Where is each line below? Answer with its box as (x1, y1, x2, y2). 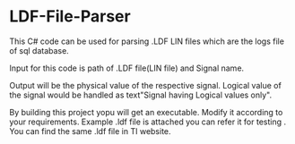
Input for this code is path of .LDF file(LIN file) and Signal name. (9, 63, 245, 73)
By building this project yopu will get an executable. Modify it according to (9, 106, 283, 117)
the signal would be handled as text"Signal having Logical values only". (9, 89, 273, 100)
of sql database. (9, 45, 69, 55)
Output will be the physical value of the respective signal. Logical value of (9, 80, 282, 90)
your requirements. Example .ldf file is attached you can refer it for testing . (9, 116, 287, 127)
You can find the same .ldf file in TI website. (9, 125, 172, 136)
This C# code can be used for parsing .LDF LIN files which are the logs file (9, 36, 285, 47)
